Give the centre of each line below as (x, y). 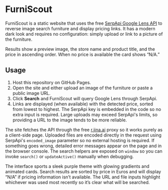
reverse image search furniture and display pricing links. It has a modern (80, 28)
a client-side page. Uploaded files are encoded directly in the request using (83, 135)
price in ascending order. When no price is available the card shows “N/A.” (82, 54)
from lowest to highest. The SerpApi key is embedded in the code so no (87, 109)
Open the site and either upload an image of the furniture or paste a (82, 88)
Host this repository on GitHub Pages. (52, 82)
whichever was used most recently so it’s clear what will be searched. (77, 182)
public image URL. (31, 93)
